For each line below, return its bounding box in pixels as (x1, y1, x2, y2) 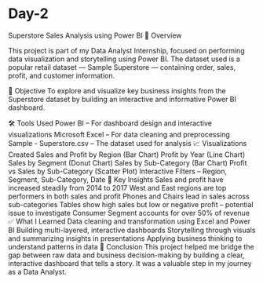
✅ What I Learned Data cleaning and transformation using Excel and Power (8, 217, 251, 226)
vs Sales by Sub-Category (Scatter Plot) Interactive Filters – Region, (8, 166, 228, 176)
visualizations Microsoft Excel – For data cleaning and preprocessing (8, 129, 230, 139)
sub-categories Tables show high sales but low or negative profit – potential (8, 199, 254, 209)
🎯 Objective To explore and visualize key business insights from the (8, 86, 226, 95)
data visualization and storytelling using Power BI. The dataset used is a (8, 54, 241, 64)
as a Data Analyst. (8, 267, 67, 276)
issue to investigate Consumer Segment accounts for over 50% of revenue (8, 208, 250, 217)
